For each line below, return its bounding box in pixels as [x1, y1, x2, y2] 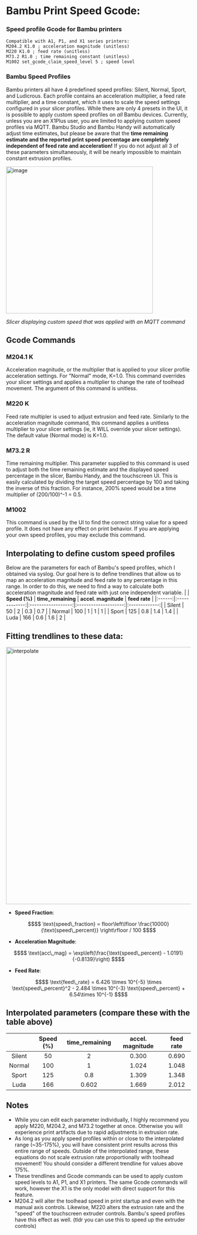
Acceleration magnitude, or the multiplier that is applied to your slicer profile [6, 366, 190, 373]
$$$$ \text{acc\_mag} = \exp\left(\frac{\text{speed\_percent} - [13, 949, 166, 956]
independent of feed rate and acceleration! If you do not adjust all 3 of [6, 142, 179, 149]
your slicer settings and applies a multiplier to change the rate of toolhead [6, 379, 185, 386]
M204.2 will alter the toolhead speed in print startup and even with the [14, 1197, 185, 1204]
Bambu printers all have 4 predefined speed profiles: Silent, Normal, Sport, [6, 86, 186, 93]
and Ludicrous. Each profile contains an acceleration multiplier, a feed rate [6, 92, 186, 99]
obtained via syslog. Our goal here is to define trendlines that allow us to [6, 570, 181, 577]
